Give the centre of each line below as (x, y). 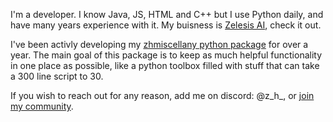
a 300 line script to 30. (57, 76)
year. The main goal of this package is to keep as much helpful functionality (166, 55)
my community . (42, 106)
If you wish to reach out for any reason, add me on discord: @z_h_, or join (162, 95)
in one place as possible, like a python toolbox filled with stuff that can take (165, 65)
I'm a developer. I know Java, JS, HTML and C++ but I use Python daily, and (167, 14)
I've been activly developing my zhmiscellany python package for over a (159, 44)
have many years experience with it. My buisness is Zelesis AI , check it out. (166, 25)
